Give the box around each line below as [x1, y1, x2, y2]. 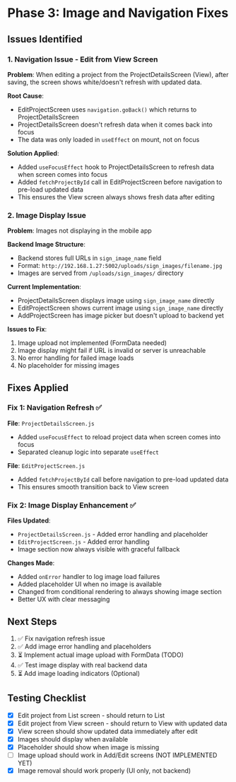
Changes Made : [7, 559, 55, 567]
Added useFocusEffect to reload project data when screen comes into [17, 433, 221, 441]
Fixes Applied [7, 382, 69, 394]
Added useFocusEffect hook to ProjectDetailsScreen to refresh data [17, 163, 214, 171]
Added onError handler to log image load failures [17, 573, 160, 581]
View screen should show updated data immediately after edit [17, 727, 198, 735]
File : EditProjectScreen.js [7, 461, 85, 469]
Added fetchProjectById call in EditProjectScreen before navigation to [17, 177, 223, 186]
